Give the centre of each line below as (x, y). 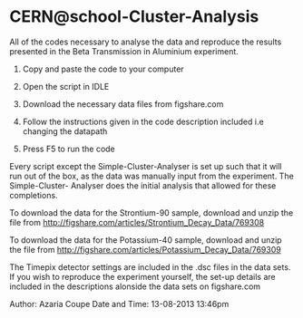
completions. (34, 195)
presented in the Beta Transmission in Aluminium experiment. (124, 51)
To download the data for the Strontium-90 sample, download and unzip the (151, 212)
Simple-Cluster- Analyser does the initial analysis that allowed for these (143, 185)
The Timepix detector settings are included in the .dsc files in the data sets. (150, 267)
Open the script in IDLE (66, 86)
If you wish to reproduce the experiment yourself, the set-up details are (142, 276)
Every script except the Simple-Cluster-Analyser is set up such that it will (146, 166)
